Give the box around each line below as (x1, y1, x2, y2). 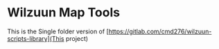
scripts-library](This (7, 34, 64, 42)
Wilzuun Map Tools (7, 5, 120, 20)
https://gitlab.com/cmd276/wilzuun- (108, 27, 212, 35)
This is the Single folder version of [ (7, 27, 109, 35)
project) (65, 34, 89, 42)
